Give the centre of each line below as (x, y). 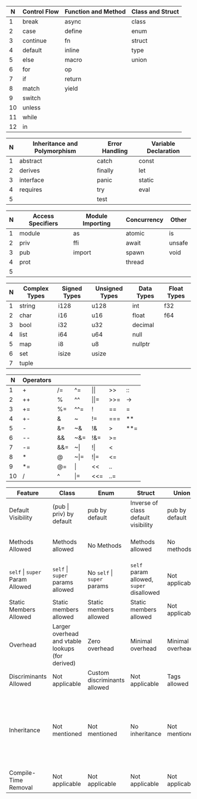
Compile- (23, 773)
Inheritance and (55, 144)
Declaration (163, 151)
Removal (21, 788)
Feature (28, 493)
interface (32, 180)
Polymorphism (55, 151)
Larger (62, 626)
